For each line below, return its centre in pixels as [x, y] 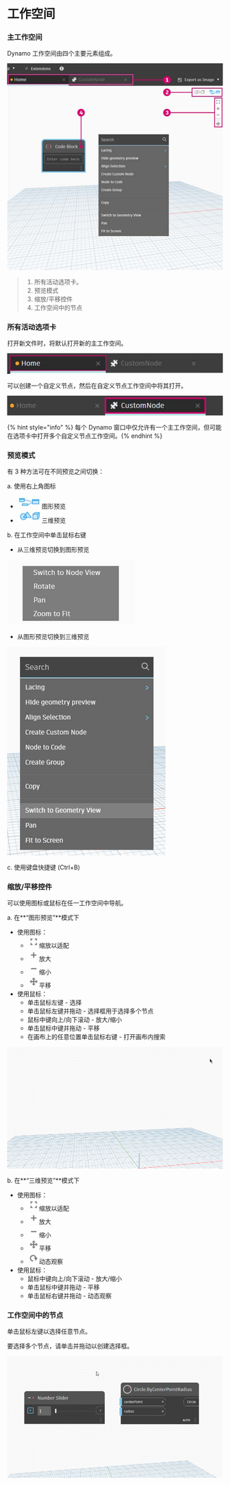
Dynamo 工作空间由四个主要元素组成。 [62, 54]
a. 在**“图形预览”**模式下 [43, 917]
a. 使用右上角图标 [31, 486]
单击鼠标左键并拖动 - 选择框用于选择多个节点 [90, 1011]
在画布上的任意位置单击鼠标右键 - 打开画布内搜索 [96, 1037]
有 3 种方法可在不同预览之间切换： [56, 471]
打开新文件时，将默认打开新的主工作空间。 [67, 343]
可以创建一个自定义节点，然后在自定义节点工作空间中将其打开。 [97, 386]
